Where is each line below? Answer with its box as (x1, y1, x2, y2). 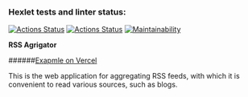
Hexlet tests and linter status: (8, 6, 126, 18)
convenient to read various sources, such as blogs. (8, 79, 178, 90)
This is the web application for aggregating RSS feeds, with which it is (8, 71, 240, 81)
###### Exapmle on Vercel (8, 55, 97, 66)
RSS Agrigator (8, 40, 57, 50)
